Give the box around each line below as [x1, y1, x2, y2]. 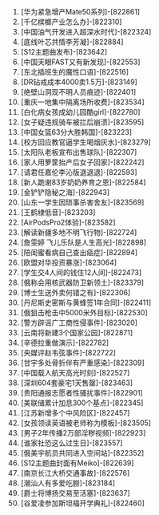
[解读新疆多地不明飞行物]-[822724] [20, 228, 137, 237]
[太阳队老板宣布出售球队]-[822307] [20, 148, 137, 156]
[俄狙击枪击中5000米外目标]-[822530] [20, 308, 148, 317]
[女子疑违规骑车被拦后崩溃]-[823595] [20, 117, 145, 127]
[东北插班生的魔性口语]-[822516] [20, 67, 129, 76]
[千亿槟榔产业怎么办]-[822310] [20, 17, 122, 26]
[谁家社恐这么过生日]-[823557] [20, 438, 123, 448]
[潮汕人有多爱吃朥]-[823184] [20, 478, 115, 488]
